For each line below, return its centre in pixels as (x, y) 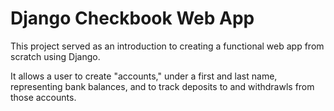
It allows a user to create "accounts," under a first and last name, (144, 76)
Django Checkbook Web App (132, 18)
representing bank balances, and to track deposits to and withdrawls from (162, 86)
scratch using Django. (55, 56)
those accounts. (43, 97)
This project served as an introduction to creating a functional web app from (167, 46)
